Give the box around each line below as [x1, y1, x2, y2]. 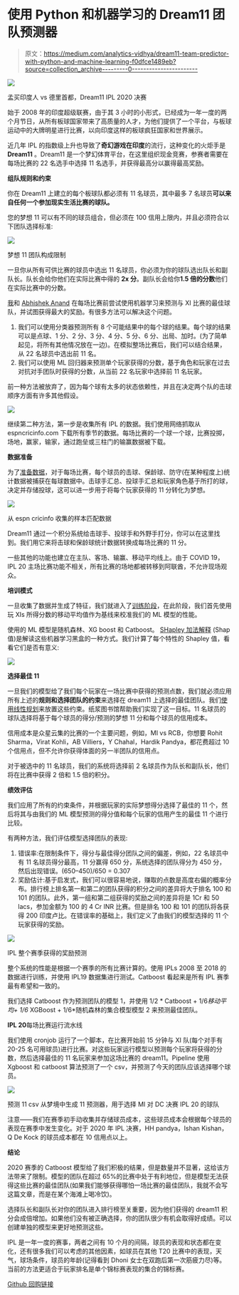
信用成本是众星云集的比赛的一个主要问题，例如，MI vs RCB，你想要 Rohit [7, 728, 223, 737]
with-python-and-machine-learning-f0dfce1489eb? [24, 57, 176, 66]
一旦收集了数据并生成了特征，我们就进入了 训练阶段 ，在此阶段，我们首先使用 [7, 601, 232, 610]
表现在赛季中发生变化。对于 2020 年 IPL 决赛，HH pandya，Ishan [7, 1123, 201, 1133]
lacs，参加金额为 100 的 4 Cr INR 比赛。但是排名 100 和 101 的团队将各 [17, 902, 223, 910]
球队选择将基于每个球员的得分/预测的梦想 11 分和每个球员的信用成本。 [7, 713, 212, 722]
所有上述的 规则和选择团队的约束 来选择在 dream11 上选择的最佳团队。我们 [7, 695, 222, 704]
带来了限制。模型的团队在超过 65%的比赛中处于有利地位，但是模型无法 [13, 1172, 223, 1180]
